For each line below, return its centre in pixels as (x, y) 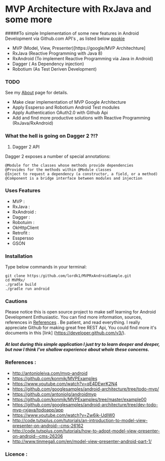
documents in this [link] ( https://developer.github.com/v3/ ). (65, 333)
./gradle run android (27, 289)
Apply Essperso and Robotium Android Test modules (66, 108)
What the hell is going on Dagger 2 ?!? (52, 136)
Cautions (16, 301)
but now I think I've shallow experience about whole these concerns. (77, 349)
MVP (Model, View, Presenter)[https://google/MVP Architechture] (79, 48)
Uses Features (23, 191)
